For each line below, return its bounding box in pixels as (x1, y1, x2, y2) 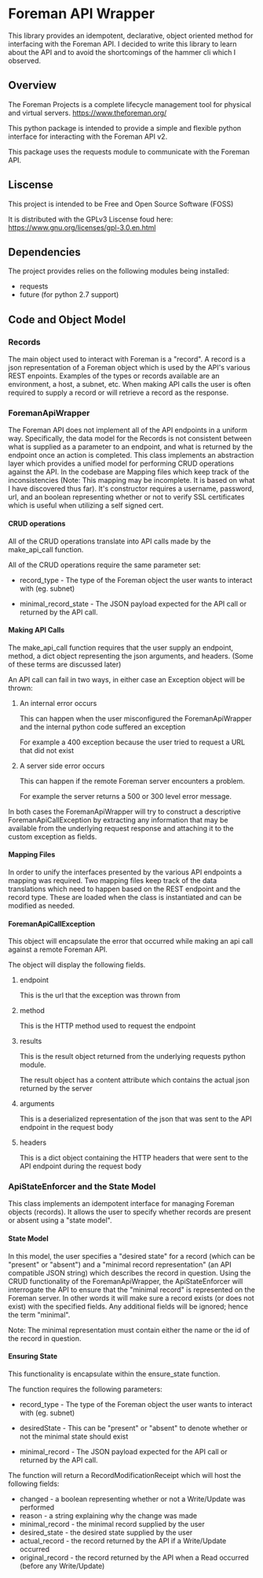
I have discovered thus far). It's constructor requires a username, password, (8, 484, 254, 493)
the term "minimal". (8, 1309, 71, 1320)
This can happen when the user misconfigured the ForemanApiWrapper (19, 714, 252, 723)
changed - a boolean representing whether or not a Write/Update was (19, 1494, 246, 1503)
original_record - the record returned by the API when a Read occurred (19, 1553, 250, 1562)
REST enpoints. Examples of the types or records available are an (8, 371, 220, 381)
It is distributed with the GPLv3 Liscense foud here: (8, 214, 174, 224)
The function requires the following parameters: (8, 1384, 163, 1394)
